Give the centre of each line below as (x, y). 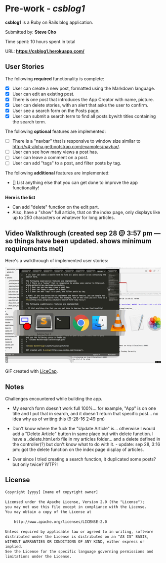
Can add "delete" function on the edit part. (56, 207)
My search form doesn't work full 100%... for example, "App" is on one (84, 408)
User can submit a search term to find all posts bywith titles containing (84, 116)
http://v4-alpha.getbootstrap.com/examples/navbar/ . (66, 147)
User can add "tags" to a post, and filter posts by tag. (67, 163)
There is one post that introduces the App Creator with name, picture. (83, 99)
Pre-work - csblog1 (45, 9)
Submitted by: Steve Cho (31, 32)
